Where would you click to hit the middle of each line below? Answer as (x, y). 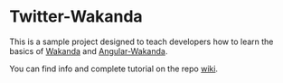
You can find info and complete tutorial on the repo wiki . (114, 69)
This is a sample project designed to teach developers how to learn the (141, 41)
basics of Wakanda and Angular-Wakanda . (89, 51)
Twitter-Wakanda (76, 17)
